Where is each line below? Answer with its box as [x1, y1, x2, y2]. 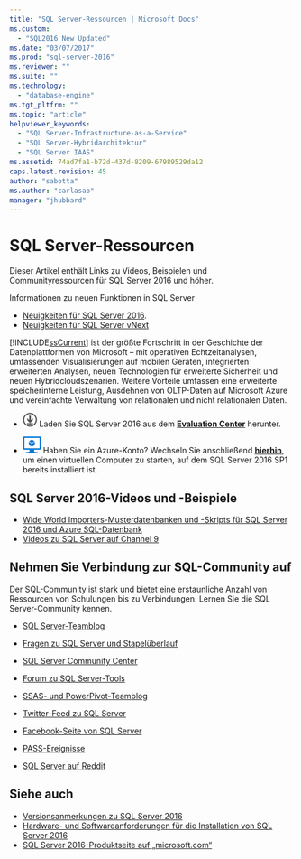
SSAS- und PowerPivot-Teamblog [22, 690, 149, 701]
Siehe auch [9, 787, 74, 802]
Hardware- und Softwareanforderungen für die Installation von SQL [22, 820, 273, 831]
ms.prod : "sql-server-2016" [9, 52, 115, 62]
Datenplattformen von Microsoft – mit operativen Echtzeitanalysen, [9, 347, 257, 358]
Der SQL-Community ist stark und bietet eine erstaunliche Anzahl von [9, 584, 268, 594]
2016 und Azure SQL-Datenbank [22, 524, 142, 535]
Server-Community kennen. [9, 602, 113, 613]
